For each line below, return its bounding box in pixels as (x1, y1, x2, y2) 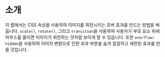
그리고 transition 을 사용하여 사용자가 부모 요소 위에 (58, 28, 160, 34)
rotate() (37, 29, 56, 34)
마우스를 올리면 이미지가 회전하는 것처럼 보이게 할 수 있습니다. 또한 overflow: (5, 34, 155, 40)
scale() (19, 29, 36, 34)
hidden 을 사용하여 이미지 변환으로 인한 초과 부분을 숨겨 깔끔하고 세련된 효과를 (5, 40, 155, 46)
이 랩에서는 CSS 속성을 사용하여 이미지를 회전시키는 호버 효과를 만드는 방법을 (5, 22, 155, 28)
